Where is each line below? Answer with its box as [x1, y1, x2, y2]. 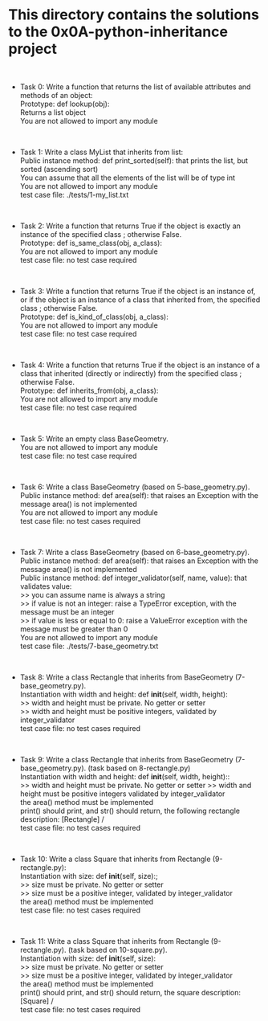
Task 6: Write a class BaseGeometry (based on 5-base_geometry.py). [19, 482, 250, 492]
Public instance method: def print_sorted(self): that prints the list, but [19, 155, 249, 165]
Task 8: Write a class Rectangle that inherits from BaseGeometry [19, 672, 234, 682]
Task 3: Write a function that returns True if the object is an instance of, [19, 286, 256, 296]
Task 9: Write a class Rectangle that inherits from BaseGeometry [19, 754, 234, 764]
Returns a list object [19, 107, 87, 117]
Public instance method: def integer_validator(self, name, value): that [19, 573, 247, 582]
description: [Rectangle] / [19, 814, 104, 824]
